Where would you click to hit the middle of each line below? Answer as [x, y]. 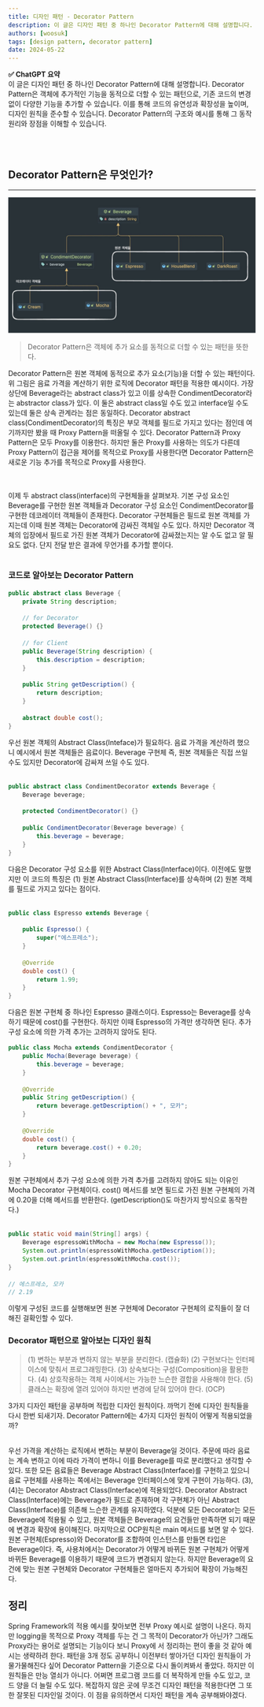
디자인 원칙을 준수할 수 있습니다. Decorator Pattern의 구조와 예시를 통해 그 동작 [130, 114]
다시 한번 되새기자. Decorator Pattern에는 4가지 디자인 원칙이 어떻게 [114, 1415]
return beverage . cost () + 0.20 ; [90, 1147]
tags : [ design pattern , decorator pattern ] [81, 42]
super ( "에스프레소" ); [68, 938]
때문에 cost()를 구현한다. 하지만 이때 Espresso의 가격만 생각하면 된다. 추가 [137, 1022]
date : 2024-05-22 [37, 50]
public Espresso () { [56, 930]
